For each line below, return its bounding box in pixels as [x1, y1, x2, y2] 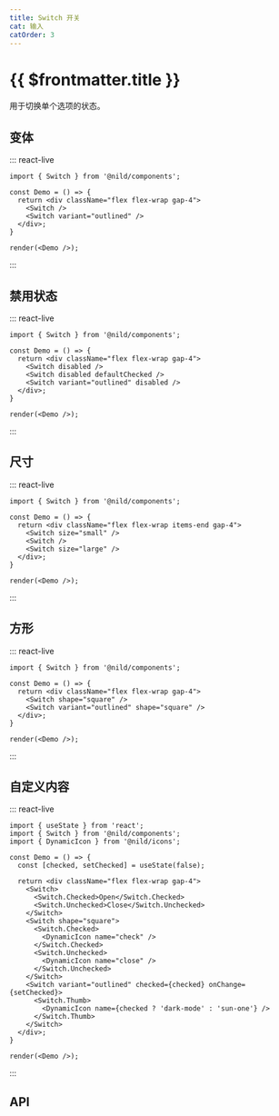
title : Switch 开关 [9, 13, 81, 23]
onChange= [208, 981, 246, 990]
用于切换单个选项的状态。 [9, 101, 105, 112]
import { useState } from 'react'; [9, 822, 144, 831]
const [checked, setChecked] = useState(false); [17, 861, 205, 871]
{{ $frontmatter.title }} [9, 69, 181, 90]
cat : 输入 [9, 22, 44, 31]
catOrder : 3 [9, 30, 55, 39]
